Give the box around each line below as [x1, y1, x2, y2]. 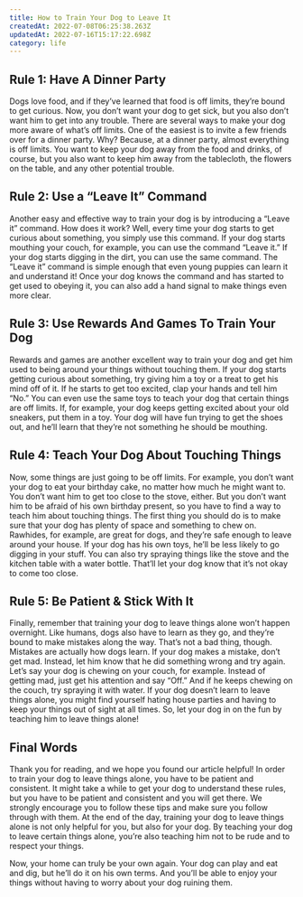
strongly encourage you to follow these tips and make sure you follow [9, 802, 269, 813]
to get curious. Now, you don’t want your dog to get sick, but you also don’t [9, 106, 289, 117]
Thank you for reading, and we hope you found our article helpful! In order [9, 764, 286, 775]
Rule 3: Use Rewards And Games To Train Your [9, 316, 277, 332]
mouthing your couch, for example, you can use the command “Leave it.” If [9, 241, 289, 253]
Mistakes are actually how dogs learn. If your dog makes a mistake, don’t [9, 647, 281, 658]
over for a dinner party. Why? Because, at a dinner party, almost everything [9, 135, 289, 145]
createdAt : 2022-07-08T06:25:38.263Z [9, 22, 151, 31]
